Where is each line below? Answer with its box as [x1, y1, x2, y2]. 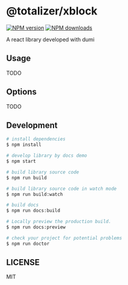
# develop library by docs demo [6, 152, 87, 159]
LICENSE [6, 257, 40, 268]
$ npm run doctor [6, 240, 50, 246]
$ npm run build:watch [6, 191, 63, 197]
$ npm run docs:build [6, 208, 61, 214]
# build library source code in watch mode [6, 186, 117, 192]
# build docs [6, 202, 39, 208]
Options [6, 87, 37, 97]
